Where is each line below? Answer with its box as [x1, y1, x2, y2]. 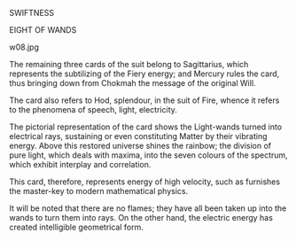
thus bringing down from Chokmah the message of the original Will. [9, 78, 256, 88]
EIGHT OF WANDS [9, 25, 77, 35]
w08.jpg [9, 42, 40, 52]
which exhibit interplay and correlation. [9, 159, 152, 169]
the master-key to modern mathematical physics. [9, 186, 189, 196]
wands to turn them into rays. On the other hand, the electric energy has [9, 213, 273, 222]
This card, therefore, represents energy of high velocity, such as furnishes [9, 176, 281, 187]
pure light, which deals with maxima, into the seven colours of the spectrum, [9, 150, 288, 160]
